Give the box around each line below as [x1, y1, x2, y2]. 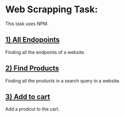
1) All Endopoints [5, 35, 60, 44]
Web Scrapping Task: [5, 4, 98, 15]
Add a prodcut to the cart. [5, 106, 60, 112]
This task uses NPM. [5, 21, 48, 27]
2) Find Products [5, 64, 59, 73]
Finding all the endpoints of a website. [5, 49, 86, 55]
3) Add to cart [5, 92, 50, 101]
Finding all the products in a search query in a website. [5, 77, 121, 84]
